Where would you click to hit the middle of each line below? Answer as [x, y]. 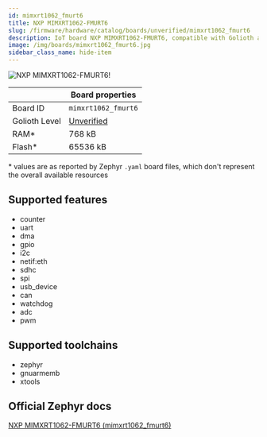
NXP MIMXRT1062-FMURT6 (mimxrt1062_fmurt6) [90, 425]
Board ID [29, 108]
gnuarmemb [40, 373]
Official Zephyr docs [60, 406]
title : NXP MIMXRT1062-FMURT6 [58, 23]
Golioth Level [37, 121]
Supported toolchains [63, 345]
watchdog [36, 304]
